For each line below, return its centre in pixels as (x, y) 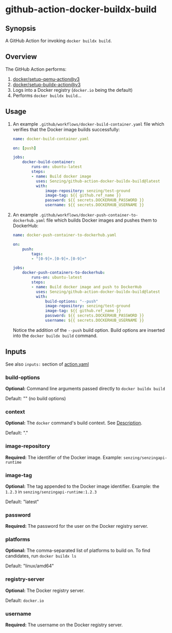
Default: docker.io (25, 600)
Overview (21, 57)
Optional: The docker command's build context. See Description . (74, 423)
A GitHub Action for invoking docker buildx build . (59, 41)
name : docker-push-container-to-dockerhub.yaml (64, 235)
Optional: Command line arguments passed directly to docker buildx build (85, 388)
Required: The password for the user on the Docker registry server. (77, 526)
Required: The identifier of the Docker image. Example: (64, 457)
